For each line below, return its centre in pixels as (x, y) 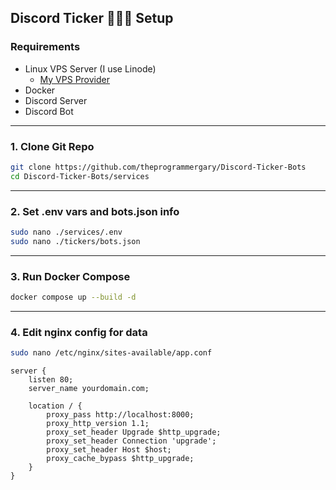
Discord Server (56, 100)
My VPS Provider (74, 79)
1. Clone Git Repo (52, 146)
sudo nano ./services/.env (66, 232)
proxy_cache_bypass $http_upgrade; (120, 459)
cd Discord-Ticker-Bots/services (80, 176)
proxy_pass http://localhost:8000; (120, 415)
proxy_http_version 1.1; (98, 424)
